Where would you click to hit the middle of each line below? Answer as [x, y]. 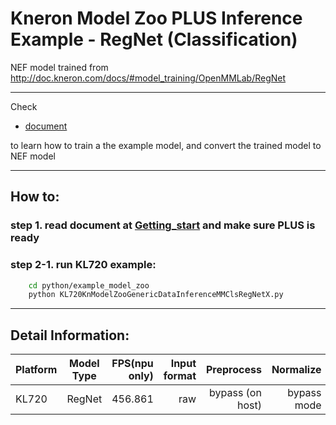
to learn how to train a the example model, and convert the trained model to [166, 145]
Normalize [296, 370]
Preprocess [234, 370]
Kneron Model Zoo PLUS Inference [156, 18]
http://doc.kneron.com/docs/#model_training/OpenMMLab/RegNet [148, 78]
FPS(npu [132, 364]
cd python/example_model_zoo [89, 285]
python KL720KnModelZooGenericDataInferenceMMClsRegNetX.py [156, 295]
